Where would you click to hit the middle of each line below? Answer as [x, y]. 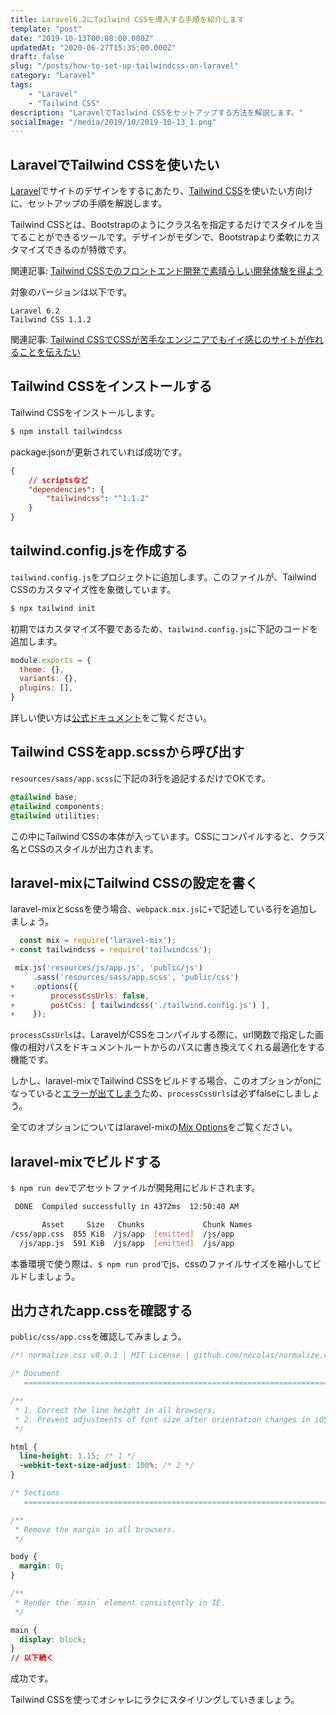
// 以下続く [32, 1658]
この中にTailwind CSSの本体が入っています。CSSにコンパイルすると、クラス [168, 836]
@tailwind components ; [57, 806]
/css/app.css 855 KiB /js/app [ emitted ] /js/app [122, 1234]
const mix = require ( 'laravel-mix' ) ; [98, 941]
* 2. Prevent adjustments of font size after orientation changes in [162, 1419]
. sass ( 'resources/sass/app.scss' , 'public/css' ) [136, 977]
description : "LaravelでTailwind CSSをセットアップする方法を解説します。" [157, 112]
